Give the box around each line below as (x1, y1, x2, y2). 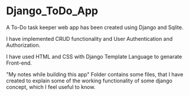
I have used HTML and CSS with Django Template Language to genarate (6, 53, 183, 60)
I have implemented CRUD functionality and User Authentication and (6, 35, 173, 42)
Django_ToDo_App (6, 4, 99, 18)
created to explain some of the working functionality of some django (6, 77, 172, 84)
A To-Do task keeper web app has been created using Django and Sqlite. (6, 24, 184, 31)
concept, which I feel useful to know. (6, 83, 96, 90)
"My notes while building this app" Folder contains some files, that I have (6, 71, 184, 78)
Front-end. (6, 59, 32, 66)
